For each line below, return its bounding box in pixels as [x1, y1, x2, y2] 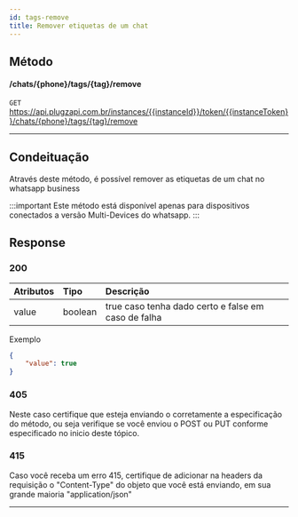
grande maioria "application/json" [9, 489, 133, 499]
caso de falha [105, 311, 162, 323]
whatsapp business [9, 183, 81, 194]
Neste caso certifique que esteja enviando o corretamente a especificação [9, 409, 282, 419]
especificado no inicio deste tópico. [9, 427, 140, 438]
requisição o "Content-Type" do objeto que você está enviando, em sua [9, 479, 271, 489]
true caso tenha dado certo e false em [105, 299, 264, 312]
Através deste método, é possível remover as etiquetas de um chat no [9, 173, 265, 184]
